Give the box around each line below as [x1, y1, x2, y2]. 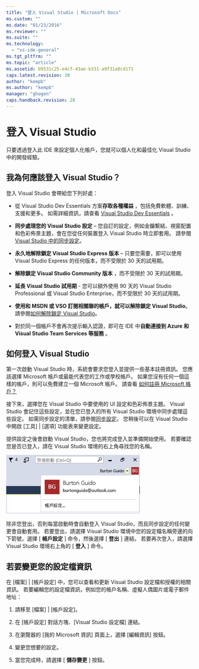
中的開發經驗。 [6, 153, 43, 160]
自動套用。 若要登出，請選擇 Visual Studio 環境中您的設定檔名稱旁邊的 [16, 528, 188, 535]
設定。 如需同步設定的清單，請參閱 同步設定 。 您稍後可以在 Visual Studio [11, 416, 188, 423]
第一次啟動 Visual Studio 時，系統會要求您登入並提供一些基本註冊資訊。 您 [6, 366, 188, 373]
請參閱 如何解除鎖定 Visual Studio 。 [14, 309, 101, 317]
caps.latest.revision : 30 [6, 72, 70, 78]
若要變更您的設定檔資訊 [6, 562, 92, 572]
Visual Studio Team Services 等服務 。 [14, 329, 111, 337]
